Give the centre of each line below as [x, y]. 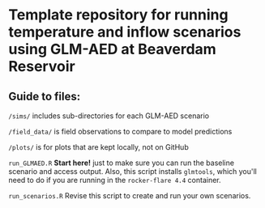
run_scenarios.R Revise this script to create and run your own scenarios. [130, 195]
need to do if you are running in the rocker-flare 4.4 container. [115, 180]
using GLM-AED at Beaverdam [112, 49]
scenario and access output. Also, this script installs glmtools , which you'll [133, 171]
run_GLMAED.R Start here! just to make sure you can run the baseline [122, 163]
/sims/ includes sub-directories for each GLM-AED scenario [109, 116]
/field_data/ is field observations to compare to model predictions [120, 132]
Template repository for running [118, 15]
